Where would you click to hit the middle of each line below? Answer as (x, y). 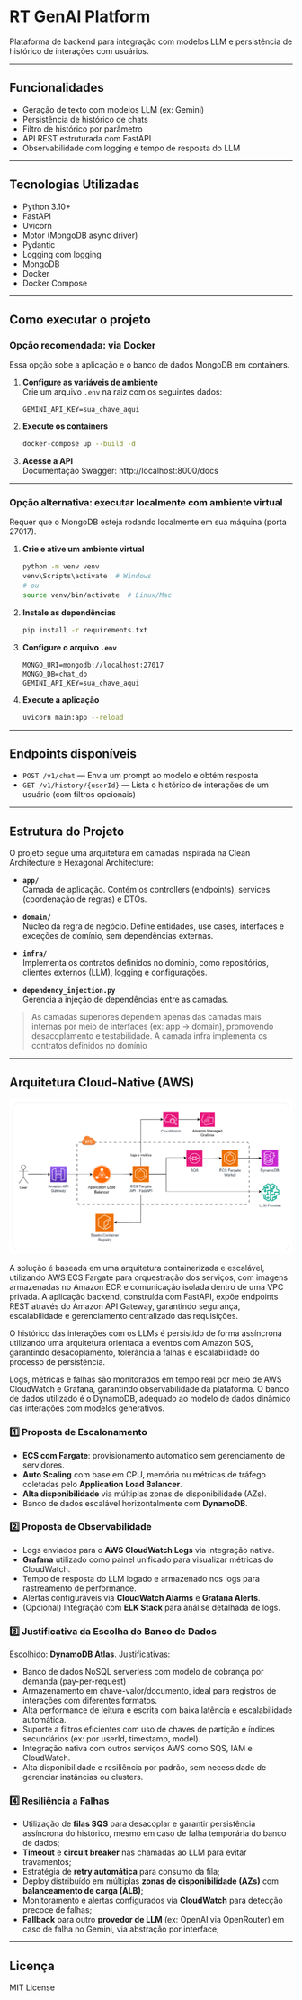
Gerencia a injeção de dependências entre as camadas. (125, 1000)
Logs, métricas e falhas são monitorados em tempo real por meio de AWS (146, 1379)
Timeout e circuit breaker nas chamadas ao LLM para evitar (134, 1852)
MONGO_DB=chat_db (55, 674)
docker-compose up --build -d (79, 444)
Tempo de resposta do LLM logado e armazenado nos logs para (141, 1578)
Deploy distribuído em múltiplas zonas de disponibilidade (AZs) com (151, 1881)
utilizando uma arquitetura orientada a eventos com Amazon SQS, (131, 1343)
